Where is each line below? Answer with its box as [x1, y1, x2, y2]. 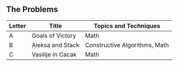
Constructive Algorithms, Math [84, 41, 169, 49]
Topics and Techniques [93, 21, 160, 30]
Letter [9, 21, 26, 30]
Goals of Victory [32, 31, 77, 39]
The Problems [6, 5, 59, 14]
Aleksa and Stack [32, 41, 80, 49]
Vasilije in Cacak [32, 50, 77, 58]
